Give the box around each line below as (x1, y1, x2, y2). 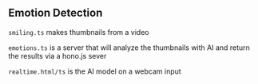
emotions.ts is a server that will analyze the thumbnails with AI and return (8, 43, 250, 52)
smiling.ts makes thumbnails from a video (8, 27, 149, 36)
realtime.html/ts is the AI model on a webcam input (8, 67, 181, 76)
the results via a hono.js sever (8, 51, 107, 60)
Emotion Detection (8, 6, 103, 20)
